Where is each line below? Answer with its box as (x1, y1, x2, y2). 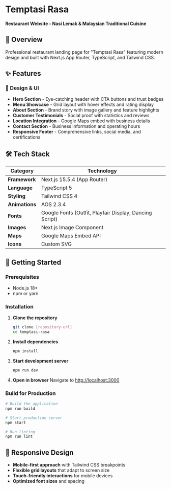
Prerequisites (5, 273, 39, 280)
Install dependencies (12, 339, 59, 345)
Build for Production (5, 390, 56, 397)
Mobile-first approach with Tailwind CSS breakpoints (12, 462, 126, 468)
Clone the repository (12, 315, 58, 321)
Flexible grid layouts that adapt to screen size (12, 467, 110, 474)
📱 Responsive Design (5, 448, 74, 457)
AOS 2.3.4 (41, 201, 66, 208)
